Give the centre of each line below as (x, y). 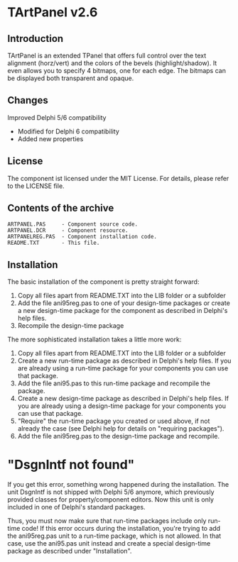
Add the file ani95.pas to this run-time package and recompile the (114, 383)
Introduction (36, 39)
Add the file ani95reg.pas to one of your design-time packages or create (124, 303)
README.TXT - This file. (54, 243)
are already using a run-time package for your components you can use (123, 368)
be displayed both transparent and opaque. (71, 78)
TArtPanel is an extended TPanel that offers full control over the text (107, 55)
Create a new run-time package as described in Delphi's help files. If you (124, 361)
